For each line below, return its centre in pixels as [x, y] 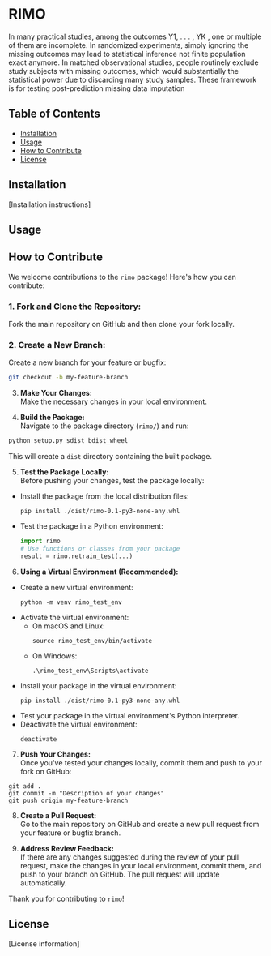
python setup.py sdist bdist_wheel [68, 441]
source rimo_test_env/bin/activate [92, 641]
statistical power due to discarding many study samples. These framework [133, 79]
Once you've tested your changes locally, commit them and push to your [141, 762]
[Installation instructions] [50, 204]
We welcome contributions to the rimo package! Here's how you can [123, 277]
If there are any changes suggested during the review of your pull [129, 857]
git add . [25, 786]
